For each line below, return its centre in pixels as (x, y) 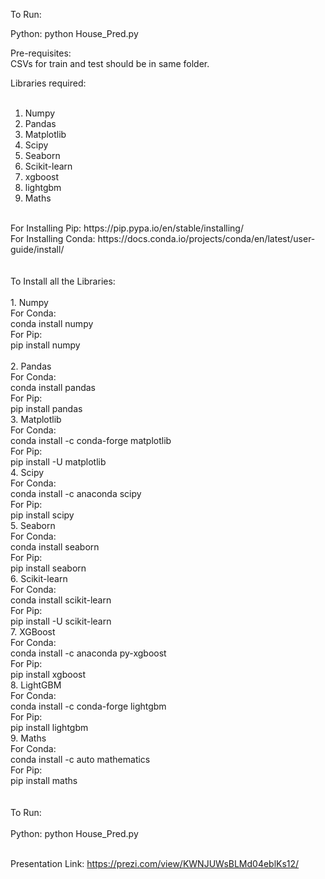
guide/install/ (37, 249)
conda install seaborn (55, 547)
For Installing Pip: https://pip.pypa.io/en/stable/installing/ (127, 228)
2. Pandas (31, 366)
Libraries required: (48, 83)
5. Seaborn (33, 525)
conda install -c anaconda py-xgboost (88, 653)
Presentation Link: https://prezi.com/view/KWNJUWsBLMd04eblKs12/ (155, 863)
